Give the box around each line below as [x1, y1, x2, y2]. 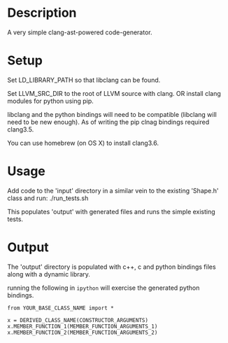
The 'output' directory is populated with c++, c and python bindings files [7, 262, 216, 271]
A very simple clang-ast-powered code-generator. [7, 28, 152, 36]
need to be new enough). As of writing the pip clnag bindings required [7, 118, 210, 126]
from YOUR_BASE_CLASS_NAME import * [7, 304, 114, 311]
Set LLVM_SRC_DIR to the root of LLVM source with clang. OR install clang [7, 89, 222, 97]
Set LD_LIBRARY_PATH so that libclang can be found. [7, 76, 161, 84]
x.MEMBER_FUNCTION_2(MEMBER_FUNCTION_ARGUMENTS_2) [7, 329, 158, 336]
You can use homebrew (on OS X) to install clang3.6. [7, 139, 159, 147]
